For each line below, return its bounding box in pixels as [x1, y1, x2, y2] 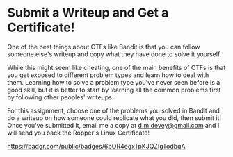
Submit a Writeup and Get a [7, 5, 169, 21]
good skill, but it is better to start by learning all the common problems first [7, 85, 221, 94]
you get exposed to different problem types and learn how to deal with [7, 71, 209, 79]
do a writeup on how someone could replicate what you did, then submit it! [7, 113, 221, 122]
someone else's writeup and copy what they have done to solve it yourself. [7, 50, 222, 58]
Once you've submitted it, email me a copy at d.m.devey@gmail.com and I [7, 121, 220, 129]
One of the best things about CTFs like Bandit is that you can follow [7, 42, 200, 51]
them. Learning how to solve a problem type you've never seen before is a [7, 78, 220, 86]
